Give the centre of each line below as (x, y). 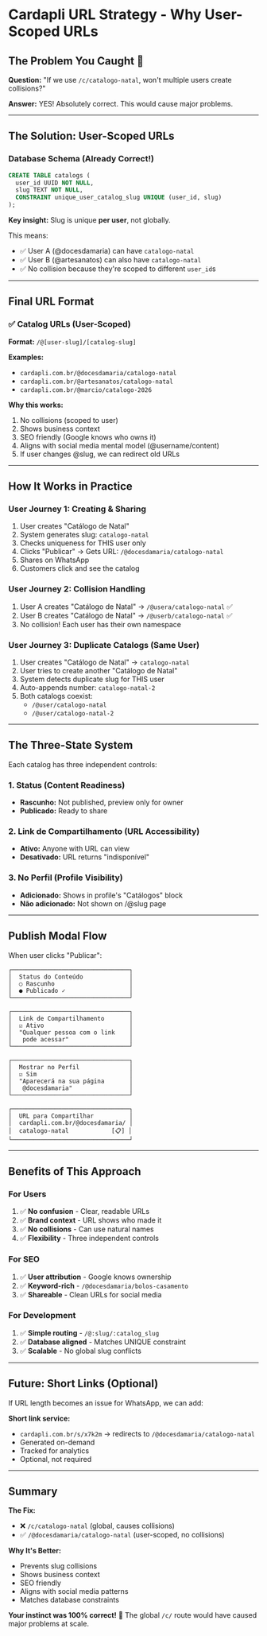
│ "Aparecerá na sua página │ (71, 1081)
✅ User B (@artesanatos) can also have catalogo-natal (110, 260)
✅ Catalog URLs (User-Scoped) (70, 324)
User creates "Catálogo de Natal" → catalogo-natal (104, 662)
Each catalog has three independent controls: (83, 764)
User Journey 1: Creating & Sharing (77, 509)
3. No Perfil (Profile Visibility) (66, 878)
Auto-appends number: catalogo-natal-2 (87, 688)
